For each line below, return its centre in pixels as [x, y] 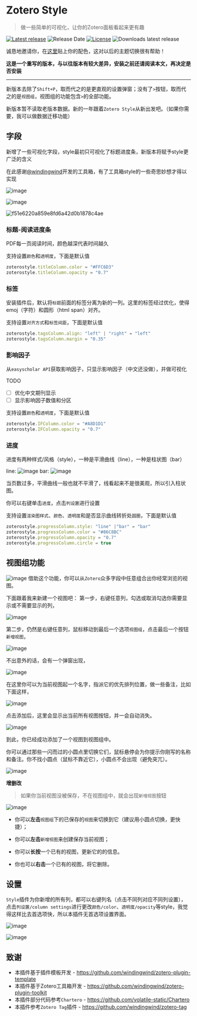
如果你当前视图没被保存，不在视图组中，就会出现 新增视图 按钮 [94, 795]
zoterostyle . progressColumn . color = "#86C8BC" [64, 532]
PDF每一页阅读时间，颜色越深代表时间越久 [57, 244]
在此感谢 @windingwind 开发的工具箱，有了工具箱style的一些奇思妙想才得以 [96, 171]
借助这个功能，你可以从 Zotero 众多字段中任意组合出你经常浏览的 [106, 578]
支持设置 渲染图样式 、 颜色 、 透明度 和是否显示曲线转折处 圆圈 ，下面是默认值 [91, 516]
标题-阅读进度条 [29, 230]
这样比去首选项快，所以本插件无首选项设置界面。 [70, 914]
